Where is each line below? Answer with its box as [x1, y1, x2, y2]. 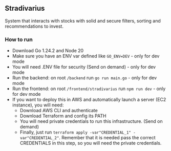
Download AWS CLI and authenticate [19, 107, 98, 114]
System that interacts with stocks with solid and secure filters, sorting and [5, 17, 161, 24]
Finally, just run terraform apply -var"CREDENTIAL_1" [19, 129, 132, 135]
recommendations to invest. [5, 23, 63, 29]
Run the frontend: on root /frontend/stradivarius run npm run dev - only [12, 85, 166, 92]
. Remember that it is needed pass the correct [59, 135, 156, 141]
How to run [5, 36, 33, 43]
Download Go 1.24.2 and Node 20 [12, 48, 84, 54]
